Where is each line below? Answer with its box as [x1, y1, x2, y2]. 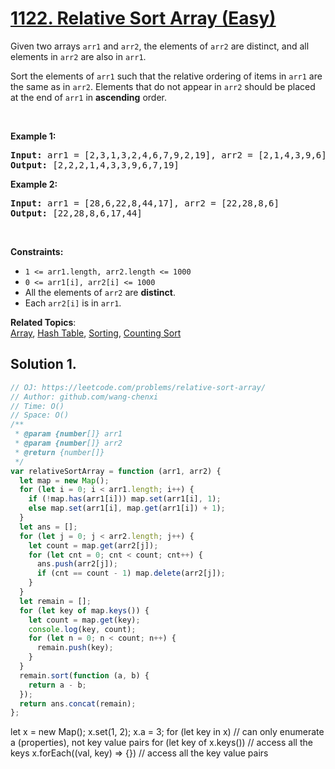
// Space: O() [10, 410, 70, 421]
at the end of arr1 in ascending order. [10, 91, 167, 103]
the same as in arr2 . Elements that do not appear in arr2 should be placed [10, 80, 316, 92]
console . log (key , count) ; [28, 624, 137, 634]
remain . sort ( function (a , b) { [19, 670, 150, 681]
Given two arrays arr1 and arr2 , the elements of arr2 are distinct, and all [10, 40, 310, 52]
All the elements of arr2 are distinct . [24, 286, 176, 298]
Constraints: [10, 245, 64, 257]
